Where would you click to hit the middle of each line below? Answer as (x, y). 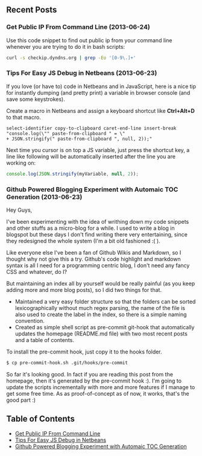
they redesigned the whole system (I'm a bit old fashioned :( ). (84, 241)
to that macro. (24, 117)
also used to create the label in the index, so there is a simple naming (101, 315)
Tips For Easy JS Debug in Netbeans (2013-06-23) (82, 73)
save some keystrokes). (36, 99)
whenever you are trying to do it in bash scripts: (66, 46)
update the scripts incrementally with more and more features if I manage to (101, 387)
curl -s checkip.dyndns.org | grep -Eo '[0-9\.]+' (71, 58)
